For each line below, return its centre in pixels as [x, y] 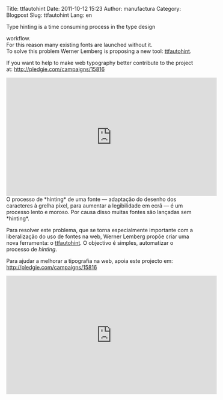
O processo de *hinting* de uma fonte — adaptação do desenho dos [91, 199]
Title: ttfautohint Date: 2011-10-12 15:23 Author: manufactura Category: [94, 9]
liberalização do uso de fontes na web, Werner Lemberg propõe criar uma [98, 236]
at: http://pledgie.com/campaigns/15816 [56, 69]
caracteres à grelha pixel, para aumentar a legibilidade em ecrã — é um [95, 206]
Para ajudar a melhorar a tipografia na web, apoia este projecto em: [90, 261]
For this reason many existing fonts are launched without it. [79, 45]
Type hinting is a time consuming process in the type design [81, 27]
